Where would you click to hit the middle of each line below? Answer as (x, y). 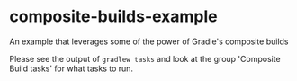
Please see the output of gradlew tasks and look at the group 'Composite (145, 58)
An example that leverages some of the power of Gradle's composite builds (149, 41)
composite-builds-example (113, 17)
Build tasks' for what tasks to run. (71, 68)
